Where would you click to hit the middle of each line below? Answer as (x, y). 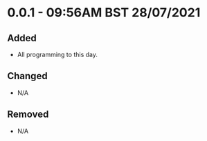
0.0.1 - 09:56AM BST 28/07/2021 (104, 13)
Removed (28, 115)
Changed (27, 76)
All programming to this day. (57, 54)
